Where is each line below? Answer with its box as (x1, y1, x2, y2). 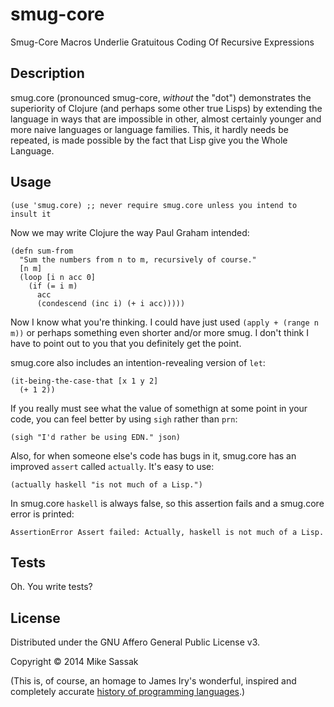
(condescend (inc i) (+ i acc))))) (36, 298, 186, 308)
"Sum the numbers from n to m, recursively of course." (19, 254, 257, 265)
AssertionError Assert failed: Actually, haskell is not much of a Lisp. (10, 527, 325, 537)
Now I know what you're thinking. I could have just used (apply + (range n (10, 316, 319, 328)
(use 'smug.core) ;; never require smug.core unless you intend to (10, 200, 298, 210)
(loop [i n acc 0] (19, 272, 97, 282)
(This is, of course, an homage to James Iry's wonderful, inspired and (10, 675, 297, 687)
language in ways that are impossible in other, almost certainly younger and (10, 113, 322, 125)
